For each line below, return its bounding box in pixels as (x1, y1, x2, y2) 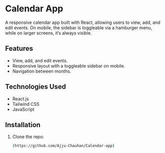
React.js (12, 95, 29, 102)
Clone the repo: (12, 134, 45, 140)
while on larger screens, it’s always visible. (5, 30, 92, 36)
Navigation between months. (12, 68, 71, 74)
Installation (5, 120, 41, 129)
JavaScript (12, 106, 35, 112)
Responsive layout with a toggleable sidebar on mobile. (12, 63, 125, 69)
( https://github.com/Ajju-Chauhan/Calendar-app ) (12, 144, 115, 149)
